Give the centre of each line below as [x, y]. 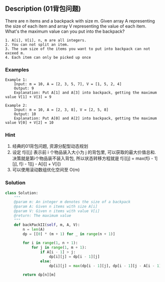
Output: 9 [24, 89]
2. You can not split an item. [37, 45]
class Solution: [22, 193]
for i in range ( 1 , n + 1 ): [50, 243]
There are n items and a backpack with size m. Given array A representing [80, 21]
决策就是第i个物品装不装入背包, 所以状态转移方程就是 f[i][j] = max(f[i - [82, 159]
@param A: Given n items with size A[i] [56, 207]
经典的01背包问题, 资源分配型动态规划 [50, 146]
